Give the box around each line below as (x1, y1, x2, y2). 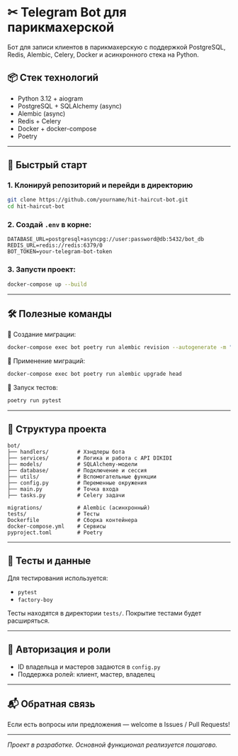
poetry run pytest (7, 397, 62, 404)
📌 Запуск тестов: (7, 384, 58, 392)
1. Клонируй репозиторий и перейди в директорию (7, 180, 193, 190)
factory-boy (17, 596, 53, 604)
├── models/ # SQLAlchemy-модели (7, 460, 138, 468)
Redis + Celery (17, 116, 62, 125)
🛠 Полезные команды (7, 308, 112, 320)
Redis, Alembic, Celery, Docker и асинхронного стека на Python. (7, 50, 200, 59)
